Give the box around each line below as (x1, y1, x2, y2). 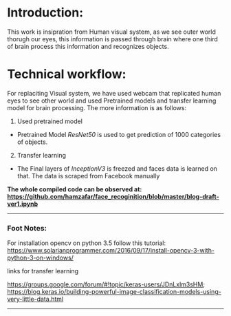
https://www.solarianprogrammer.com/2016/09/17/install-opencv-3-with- (7, 246, 215, 255)
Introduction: (7, 5, 84, 21)
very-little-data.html (7, 295, 64, 304)
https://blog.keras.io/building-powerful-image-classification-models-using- (7, 288, 221, 296)
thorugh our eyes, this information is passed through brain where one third (7, 34, 219, 43)
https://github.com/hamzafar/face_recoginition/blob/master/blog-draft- (7, 192, 219, 200)
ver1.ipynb (7, 200, 38, 208)
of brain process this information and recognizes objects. (7, 42, 170, 50)
